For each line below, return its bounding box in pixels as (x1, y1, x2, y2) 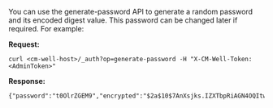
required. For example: (8, 24, 84, 33)
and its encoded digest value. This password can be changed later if (8, 15, 238, 25)
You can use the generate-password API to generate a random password (8, 7, 253, 16)
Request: (8, 39, 40, 49)
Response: (8, 77, 46, 85)
